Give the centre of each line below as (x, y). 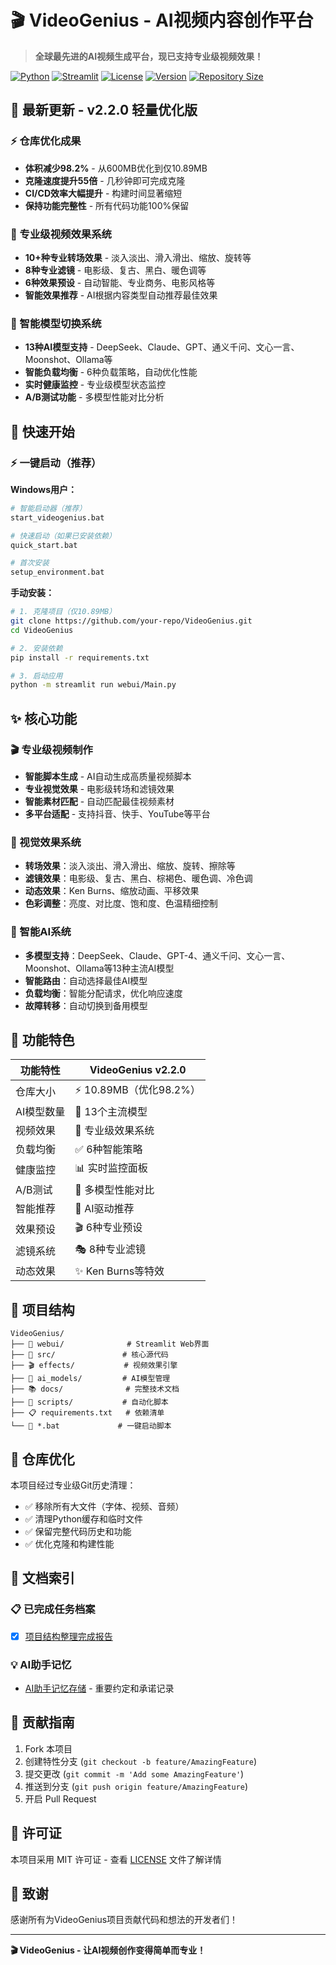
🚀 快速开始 (42, 431)
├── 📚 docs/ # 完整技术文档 (95, 1389)
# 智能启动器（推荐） (48, 508)
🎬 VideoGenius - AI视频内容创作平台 (162, 20)
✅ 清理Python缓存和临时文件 (84, 1519)
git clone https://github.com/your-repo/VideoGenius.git (131, 621)
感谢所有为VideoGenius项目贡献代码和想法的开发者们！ (124, 1920)
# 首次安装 (30, 563)
